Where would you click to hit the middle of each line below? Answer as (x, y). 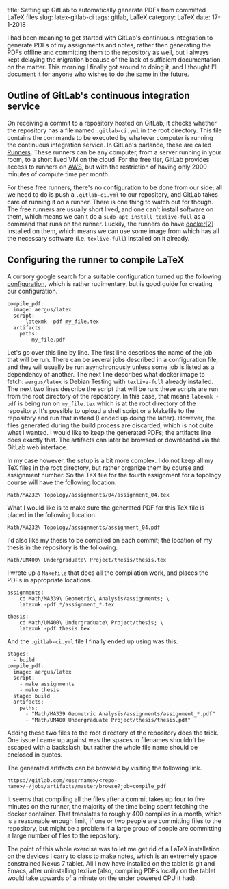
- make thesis (39, 690)
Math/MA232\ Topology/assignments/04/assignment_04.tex (88, 495)
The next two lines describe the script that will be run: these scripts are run (113, 389)
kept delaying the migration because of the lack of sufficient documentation (114, 60)
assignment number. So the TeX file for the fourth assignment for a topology (114, 475)
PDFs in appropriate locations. (50, 580)
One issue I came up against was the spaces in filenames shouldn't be (106, 739)
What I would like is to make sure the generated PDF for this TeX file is (106, 508)
